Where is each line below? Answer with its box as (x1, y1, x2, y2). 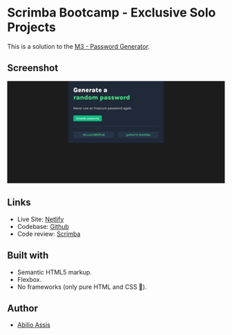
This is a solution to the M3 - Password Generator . (7, 42, 151, 50)
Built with (7, 250, 49, 261)
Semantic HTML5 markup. (17, 267, 92, 276)
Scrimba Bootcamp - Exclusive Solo (7, 5, 216, 21)
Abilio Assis (17, 321, 50, 329)
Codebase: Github (17, 222, 69, 230)
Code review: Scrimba (17, 230, 81, 238)
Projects (7, 19, 57, 35)
